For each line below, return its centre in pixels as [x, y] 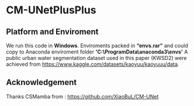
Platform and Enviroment [52, 32]
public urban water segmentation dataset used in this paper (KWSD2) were [96, 58]
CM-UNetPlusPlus [51, 10]
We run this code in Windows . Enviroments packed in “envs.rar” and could [97, 45]
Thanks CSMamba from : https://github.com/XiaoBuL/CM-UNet [82, 96]
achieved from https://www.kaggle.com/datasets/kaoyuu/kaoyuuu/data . [93, 64]
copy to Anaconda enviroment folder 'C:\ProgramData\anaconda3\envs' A [97, 52]
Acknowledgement [41, 82]
